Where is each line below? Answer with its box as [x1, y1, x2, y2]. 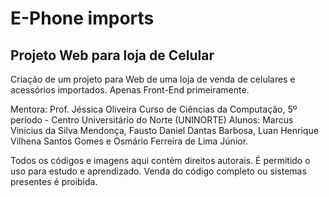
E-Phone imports [10, 7, 155, 30]
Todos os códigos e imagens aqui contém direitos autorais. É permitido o [10, 155, 311, 166]
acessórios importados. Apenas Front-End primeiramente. [10, 84, 250, 96]
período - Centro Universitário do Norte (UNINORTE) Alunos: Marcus [10, 114, 294, 126]
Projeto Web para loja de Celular [10, 47, 215, 64]
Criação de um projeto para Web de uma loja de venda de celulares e [10, 73, 296, 85]
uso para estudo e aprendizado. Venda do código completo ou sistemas [10, 165, 307, 177]
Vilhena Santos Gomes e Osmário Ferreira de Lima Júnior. [10, 135, 249, 147]
